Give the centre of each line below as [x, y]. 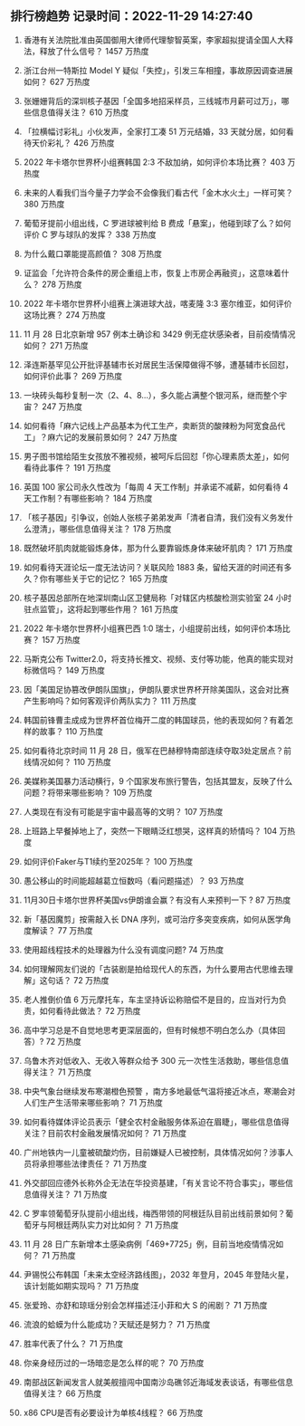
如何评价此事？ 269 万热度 [73, 376]
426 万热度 [94, 142]
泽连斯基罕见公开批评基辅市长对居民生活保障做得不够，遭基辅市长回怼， [158, 364]
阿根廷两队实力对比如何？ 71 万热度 [113, 1224]
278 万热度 [62, 284]
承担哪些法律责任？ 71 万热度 [93, 1163]
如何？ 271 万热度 [56, 345]
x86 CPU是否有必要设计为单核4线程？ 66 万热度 [113, 1412]
